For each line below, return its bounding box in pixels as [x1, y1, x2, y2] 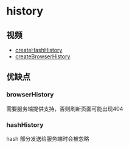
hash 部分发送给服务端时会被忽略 [6, 135, 89, 142]
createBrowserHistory [15, 53, 71, 60]
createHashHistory [15, 47, 63, 53]
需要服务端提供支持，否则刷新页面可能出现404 [6, 105, 124, 112]
